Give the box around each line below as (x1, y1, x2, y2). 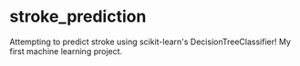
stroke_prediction (9, 6, 147, 27)
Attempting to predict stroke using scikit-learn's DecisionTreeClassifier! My (9, 36, 292, 47)
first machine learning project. (9, 45, 123, 56)
